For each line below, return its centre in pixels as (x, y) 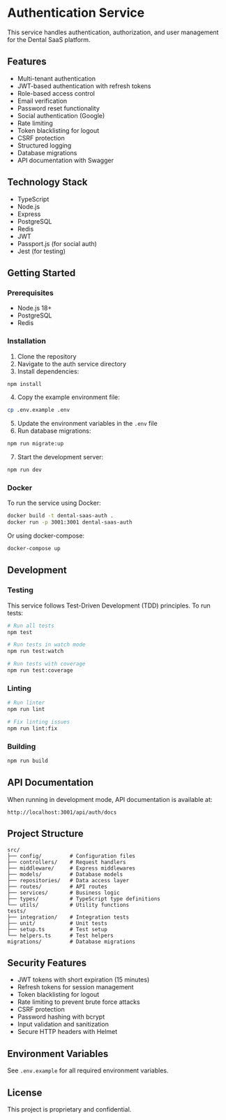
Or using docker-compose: (46, 536)
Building (22, 746)
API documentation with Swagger (65, 160)
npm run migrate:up (36, 444)
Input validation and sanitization (63, 1024)
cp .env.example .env (39, 410)
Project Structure (45, 834)
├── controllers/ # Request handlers (67, 862)
